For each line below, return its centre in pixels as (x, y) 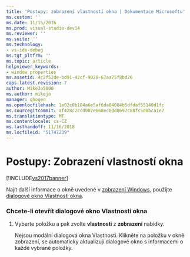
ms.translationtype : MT (35, 116)
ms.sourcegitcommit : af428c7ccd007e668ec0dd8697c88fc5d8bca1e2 (85, 110)
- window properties (31, 72)
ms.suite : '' (22, 39)
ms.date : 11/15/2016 (31, 22)
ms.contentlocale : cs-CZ (36, 122)
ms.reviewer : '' (26, 34)
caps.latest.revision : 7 (36, 83)
